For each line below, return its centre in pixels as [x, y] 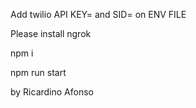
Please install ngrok [51, 33]
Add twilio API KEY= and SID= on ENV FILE [98, 14]
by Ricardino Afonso [52, 92]
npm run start [38, 72]
